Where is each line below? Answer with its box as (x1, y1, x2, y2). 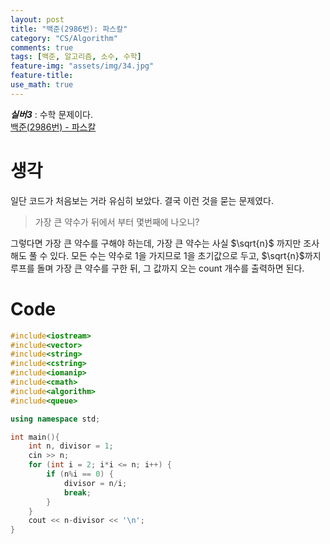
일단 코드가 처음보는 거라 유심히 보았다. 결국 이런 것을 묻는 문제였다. (10, 194, 274, 206)
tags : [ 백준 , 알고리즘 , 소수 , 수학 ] (10, 52, 142, 62)
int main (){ (10, 432, 60, 442)
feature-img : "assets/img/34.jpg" (10, 61, 155, 71)
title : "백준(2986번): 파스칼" (10, 24, 128, 34)
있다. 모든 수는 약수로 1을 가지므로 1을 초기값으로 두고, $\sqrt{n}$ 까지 (49, 249, 322, 261)
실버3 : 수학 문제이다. (10, 108, 93, 120)
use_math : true (10, 80, 74, 90)
